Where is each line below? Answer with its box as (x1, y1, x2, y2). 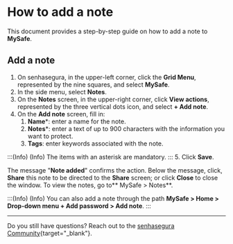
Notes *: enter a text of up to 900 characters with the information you (27, 124, 225, 132)
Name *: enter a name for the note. (27, 117, 126, 125)
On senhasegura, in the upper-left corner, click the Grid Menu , (17, 73, 196, 81)
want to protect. (27, 132, 74, 140)
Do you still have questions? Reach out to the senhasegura (7, 221, 175, 229)
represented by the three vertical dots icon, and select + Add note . (17, 102, 209, 111)
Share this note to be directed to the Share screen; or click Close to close (7, 173, 218, 182)
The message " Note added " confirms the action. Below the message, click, (7, 166, 223, 174)
